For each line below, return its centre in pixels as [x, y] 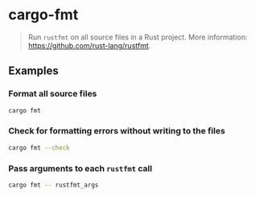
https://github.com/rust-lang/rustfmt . [89, 45]
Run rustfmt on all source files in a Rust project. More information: [138, 37]
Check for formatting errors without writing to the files [117, 131]
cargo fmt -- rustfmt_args [53, 185]
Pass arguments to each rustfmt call [80, 168]
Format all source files [53, 94]
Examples [33, 71]
